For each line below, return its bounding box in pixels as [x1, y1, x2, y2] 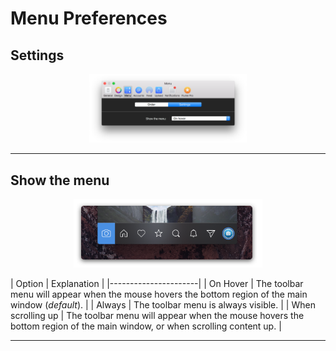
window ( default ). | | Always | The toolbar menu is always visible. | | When [10, 299, 316, 311]
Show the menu [10, 172, 110, 189]
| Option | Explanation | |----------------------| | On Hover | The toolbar [10, 278, 304, 290]
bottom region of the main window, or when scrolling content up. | [10, 320, 282, 332]
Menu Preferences [10, 7, 168, 30]
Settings [10, 47, 65, 64]
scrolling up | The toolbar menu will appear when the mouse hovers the [10, 310, 305, 322]
